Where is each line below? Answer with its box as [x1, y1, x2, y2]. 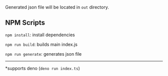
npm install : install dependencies [5, 32, 75, 38]
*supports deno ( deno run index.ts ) [5, 65, 80, 71]
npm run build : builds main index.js [5, 41, 77, 47]
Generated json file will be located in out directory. [5, 4, 109, 10]
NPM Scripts [5, 18, 45, 27]
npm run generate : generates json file [5, 51, 82, 57]
